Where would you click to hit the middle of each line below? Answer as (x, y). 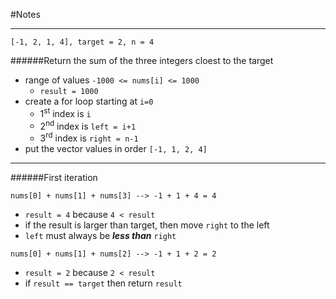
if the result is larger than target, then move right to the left (147, 225)
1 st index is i (65, 112)
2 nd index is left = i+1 (88, 125)
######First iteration (54, 177)
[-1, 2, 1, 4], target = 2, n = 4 (82, 42)
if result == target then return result (103, 283)
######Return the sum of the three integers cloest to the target (142, 60)
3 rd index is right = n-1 (89, 137)
